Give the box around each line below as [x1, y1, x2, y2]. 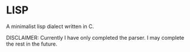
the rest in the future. [6, 40, 58, 47]
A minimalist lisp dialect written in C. [6, 23, 94, 30]
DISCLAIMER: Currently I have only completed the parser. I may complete [6, 34, 185, 41]
